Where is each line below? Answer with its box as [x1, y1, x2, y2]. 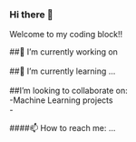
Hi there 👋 [9, 8, 54, 21]
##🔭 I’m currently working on [9, 46, 118, 57]
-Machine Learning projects [9, 95, 113, 106]
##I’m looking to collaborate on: [9, 86, 129, 96]
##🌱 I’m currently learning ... [9, 66, 116, 76]
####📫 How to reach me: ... [9, 123, 116, 134]
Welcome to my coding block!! [9, 29, 123, 40]
